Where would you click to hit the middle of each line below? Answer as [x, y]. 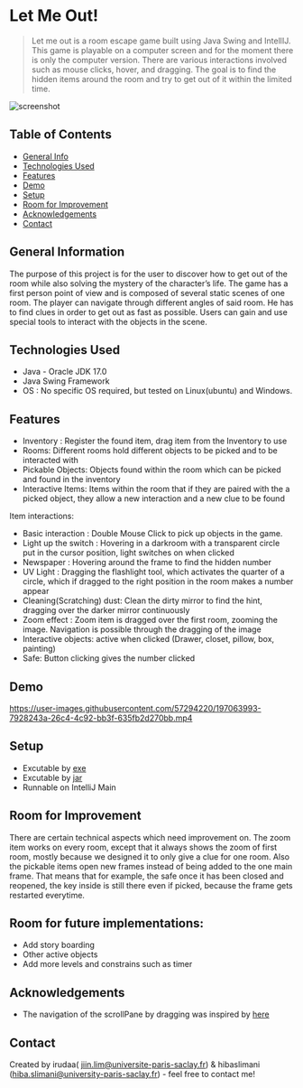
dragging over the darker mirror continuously [106, 610]
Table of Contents [61, 135]
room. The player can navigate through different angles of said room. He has [151, 302]
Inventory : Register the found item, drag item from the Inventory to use [155, 441]
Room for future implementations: [107, 923]
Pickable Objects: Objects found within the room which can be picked [151, 470]
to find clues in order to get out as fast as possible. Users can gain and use [149, 312]
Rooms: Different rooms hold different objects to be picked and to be [150, 451]
